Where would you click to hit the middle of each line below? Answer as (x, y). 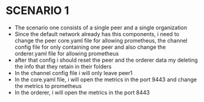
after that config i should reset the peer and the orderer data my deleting (106, 60)
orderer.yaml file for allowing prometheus (66, 53)
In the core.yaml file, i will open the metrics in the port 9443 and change (106, 79)
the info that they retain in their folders (63, 66)
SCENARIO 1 (37, 11)
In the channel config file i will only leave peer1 (74, 73)
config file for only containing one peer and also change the (90, 47)
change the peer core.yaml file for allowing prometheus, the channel (101, 40)
